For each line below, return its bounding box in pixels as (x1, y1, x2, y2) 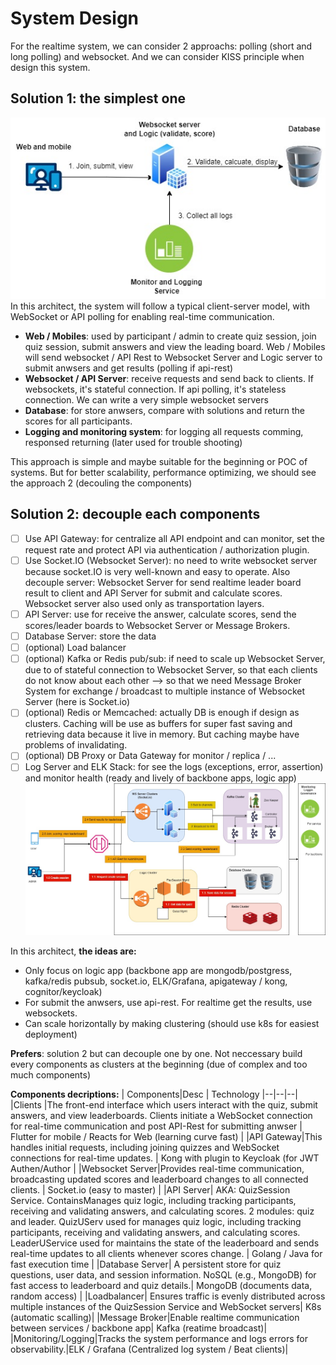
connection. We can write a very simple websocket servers (24, 394, 269, 406)
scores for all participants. (24, 415, 133, 427)
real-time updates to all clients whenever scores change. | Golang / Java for (10, 1247, 323, 1259)
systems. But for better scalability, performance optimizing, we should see (10, 467, 317, 479)
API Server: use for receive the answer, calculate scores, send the (24, 608, 297, 620)
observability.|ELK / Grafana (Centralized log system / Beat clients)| (10, 1343, 289, 1355)
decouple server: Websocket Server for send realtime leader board (24, 577, 302, 588)
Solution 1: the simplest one (10, 90, 186, 107)
